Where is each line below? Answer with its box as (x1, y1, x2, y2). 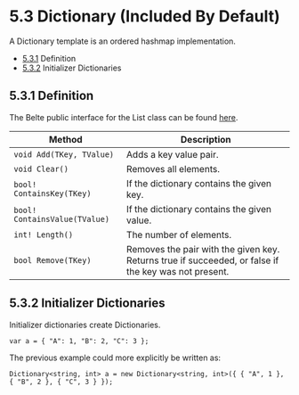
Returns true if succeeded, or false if (125, 254, 279, 267)
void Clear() (13, 163, 69, 174)
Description (181, 133, 231, 145)
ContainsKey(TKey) (13, 188, 92, 198)
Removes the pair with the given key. (125, 243, 280, 255)
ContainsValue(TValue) (13, 214, 109, 224)
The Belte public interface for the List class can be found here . (9, 111, 238, 122)
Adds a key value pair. (125, 148, 219, 160)
